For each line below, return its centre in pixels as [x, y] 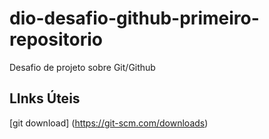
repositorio [56, 39]
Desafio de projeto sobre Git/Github [82, 67]
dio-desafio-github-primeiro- [134, 18]
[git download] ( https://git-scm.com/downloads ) [109, 123]
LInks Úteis [45, 98]
